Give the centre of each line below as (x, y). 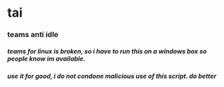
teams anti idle (33, 35)
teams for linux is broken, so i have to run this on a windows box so (107, 51)
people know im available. (46, 58)
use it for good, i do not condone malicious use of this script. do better (112, 76)
